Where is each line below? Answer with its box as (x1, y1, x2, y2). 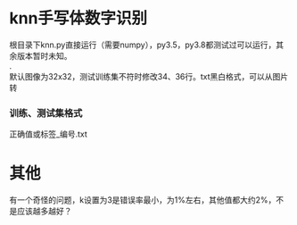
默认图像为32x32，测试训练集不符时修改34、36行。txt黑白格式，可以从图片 (9, 71, 289, 81)
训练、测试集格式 (9, 106, 83, 119)
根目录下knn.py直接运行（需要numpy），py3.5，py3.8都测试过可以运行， (9, 39, 276, 50)
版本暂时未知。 (16, 50, 72, 61)
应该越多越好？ (16, 206, 72, 217)
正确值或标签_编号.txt (9, 129, 87, 139)
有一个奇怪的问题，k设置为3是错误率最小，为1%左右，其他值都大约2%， (9, 195, 276, 205)
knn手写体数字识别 (9, 8, 148, 29)
